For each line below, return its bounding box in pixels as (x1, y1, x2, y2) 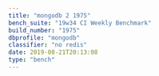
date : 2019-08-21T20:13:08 (8, 48, 98, 56)
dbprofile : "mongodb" (8, 33, 81, 42)
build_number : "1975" (8, 26, 81, 34)
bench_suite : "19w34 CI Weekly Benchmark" (8, 19, 152, 27)
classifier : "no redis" (8, 41, 88, 49)
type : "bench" (8, 56, 56, 64)
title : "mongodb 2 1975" (8, 11, 91, 20)
